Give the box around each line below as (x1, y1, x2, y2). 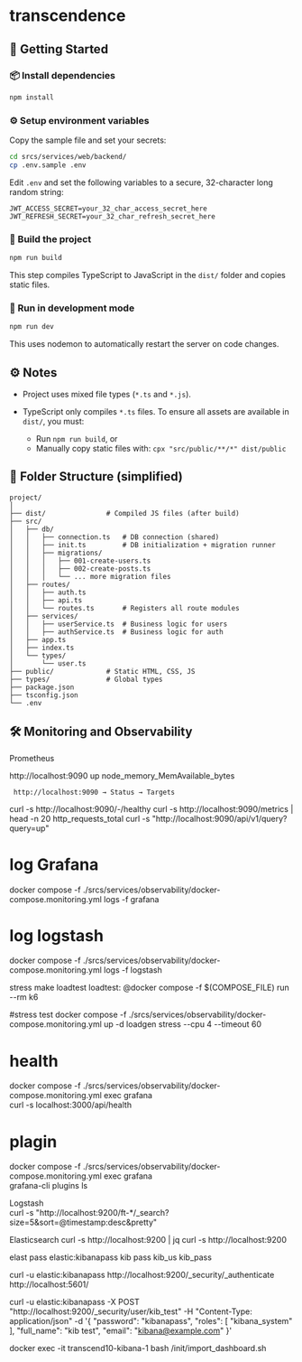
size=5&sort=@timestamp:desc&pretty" (9, 1217, 158, 1228)
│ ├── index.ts (9, 643, 75, 652)
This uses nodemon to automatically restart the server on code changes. (9, 339, 279, 350)
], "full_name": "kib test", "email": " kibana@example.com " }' (9, 1325, 233, 1337)
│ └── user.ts (9, 658, 87, 668)
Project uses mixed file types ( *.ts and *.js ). (22, 388, 192, 399)
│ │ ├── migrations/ (9, 548, 103, 557)
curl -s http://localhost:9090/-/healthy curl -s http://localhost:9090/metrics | (9, 803, 294, 814)
